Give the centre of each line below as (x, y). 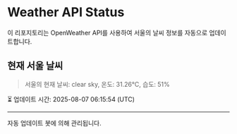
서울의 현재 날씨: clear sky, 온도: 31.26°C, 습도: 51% (97, 84)
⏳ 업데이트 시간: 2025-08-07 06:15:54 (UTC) (71, 99)
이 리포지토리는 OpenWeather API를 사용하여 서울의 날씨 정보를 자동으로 (108, 32)
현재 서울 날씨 (35, 66)
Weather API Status (66, 12)
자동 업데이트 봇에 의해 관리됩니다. (54, 123)
